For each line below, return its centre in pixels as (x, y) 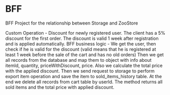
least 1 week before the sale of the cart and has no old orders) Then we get (84, 55)
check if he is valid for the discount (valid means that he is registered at (81, 49)
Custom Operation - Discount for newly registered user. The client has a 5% (85, 33)
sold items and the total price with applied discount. (60, 87)
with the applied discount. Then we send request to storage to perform (80, 71)
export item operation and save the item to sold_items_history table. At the (84, 76)
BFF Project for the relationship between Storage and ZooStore (72, 23)
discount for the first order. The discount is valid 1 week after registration (82, 38)
